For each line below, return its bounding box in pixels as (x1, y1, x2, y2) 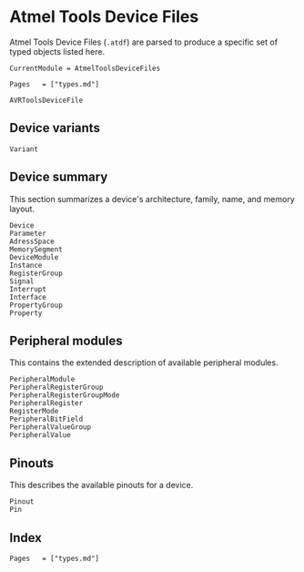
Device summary (9, 169, 108, 185)
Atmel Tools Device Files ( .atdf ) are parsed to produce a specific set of (9, 36, 279, 47)
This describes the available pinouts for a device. (9, 480, 194, 491)
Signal (9, 276, 35, 286)
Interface (9, 292, 47, 301)
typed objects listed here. (9, 46, 106, 56)
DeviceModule (9, 252, 59, 261)
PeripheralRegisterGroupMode (9, 391, 120, 400)
